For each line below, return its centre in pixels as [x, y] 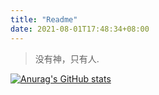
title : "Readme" [44, 19]
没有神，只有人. [67, 58]
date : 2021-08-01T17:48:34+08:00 [80, 29]
